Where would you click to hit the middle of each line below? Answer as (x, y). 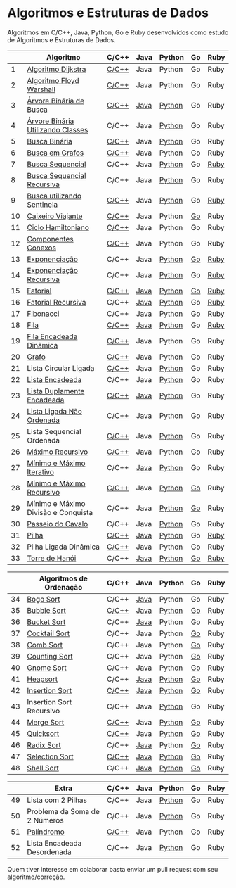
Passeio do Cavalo (58, 524)
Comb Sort (45, 645)
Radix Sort (44, 745)
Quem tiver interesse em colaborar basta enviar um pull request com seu (113, 869)
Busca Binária (50, 141)
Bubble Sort (47, 610)
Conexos (41, 248)
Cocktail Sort (48, 633)
